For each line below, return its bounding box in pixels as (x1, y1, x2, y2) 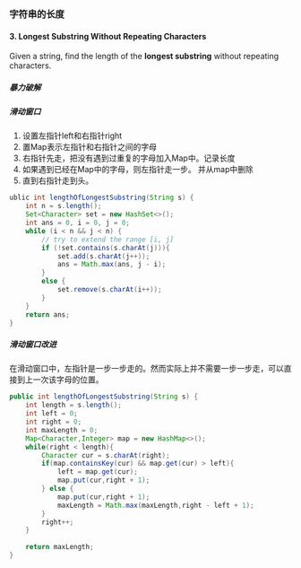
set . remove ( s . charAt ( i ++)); (56, 285, 163, 294)
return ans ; (25, 310, 70, 319)
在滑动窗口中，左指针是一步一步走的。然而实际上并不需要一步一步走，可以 (9, 363, 284, 374)
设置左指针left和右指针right (21, 130, 123, 141)
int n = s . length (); (25, 202, 102, 211)
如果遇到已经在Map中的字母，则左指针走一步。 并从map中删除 (21, 164, 254, 175)
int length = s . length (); (25, 401, 123, 410)
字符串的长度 (9, 7, 65, 20)
